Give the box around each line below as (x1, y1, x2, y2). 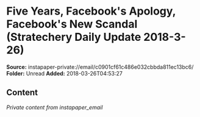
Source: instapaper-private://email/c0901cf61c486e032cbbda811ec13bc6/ (6, 63, 194, 71)
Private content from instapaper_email (6, 104, 103, 111)
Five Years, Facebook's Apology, (6, 4, 176, 18)
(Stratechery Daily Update (6, 30, 141, 44)
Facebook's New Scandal (6, 17, 138, 31)
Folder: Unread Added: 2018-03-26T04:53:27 (6, 69, 123, 77)
